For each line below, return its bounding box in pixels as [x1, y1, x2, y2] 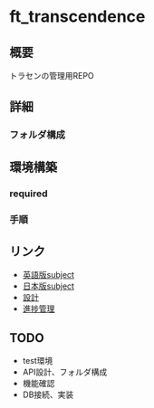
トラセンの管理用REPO [9, 71, 95, 81]
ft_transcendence [9, 6, 146, 27]
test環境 [22, 356, 53, 366]
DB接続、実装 [22, 389, 74, 400]
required [9, 187, 48, 200]
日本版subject [22, 280, 75, 291]
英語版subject [22, 270, 75, 280]
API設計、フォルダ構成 [22, 366, 108, 377]
